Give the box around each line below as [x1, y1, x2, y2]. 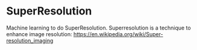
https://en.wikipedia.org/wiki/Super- [73, 30, 164, 37]
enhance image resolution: [6, 30, 72, 37]
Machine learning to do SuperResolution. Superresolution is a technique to [6, 24, 191, 31]
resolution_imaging [6, 37, 54, 44]
